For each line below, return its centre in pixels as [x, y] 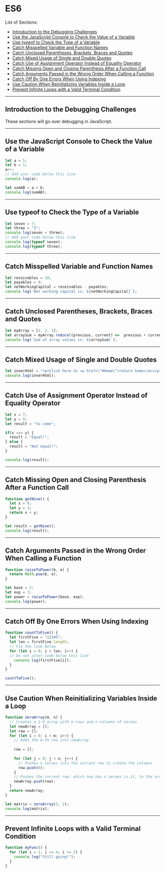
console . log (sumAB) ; [26, 192]
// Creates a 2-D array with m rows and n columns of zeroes [73, 722]
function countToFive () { [31, 633]
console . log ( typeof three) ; [34, 246]
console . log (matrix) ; [27, 808]
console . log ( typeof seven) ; [34, 242]
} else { [14, 442]
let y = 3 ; [21, 508]
